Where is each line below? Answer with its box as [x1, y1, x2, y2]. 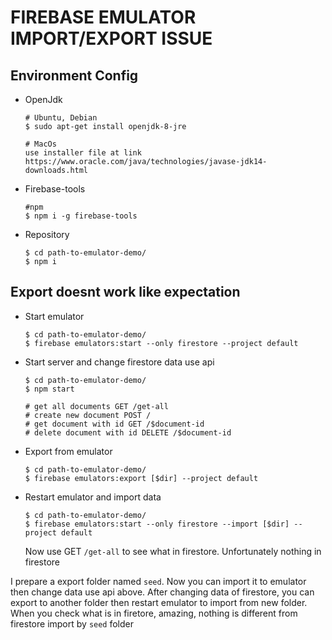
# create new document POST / [24, 410, 152, 420]
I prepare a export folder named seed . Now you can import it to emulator [10, 575, 307, 587]
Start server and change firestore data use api [24, 356, 215, 368]
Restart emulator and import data [24, 491, 162, 503]
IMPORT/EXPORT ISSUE [10, 27, 213, 50]
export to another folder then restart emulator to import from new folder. [10, 596, 308, 608]
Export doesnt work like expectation [10, 284, 241, 301]
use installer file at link [24, 148, 142, 158]
